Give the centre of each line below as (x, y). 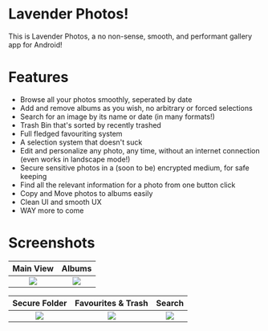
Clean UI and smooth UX (61, 202)
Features (39, 78)
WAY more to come (52, 210)
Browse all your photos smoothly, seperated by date (106, 99)
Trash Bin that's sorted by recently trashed (91, 125)
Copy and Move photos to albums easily (86, 193)
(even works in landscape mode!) (75, 159)
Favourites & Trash (112, 303)
